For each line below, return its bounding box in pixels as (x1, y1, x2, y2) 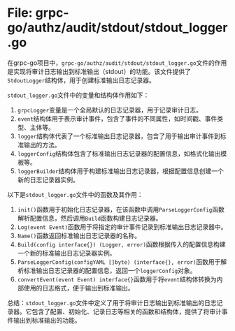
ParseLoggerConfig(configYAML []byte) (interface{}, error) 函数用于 (17, 257, 221, 266)
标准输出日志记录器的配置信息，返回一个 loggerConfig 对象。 (23, 266, 197, 274)
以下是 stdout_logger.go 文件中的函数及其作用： (7, 190, 143, 198)
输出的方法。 (23, 140, 61, 149)
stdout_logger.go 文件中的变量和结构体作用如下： (7, 91, 150, 99)
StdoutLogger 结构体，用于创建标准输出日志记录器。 (7, 75, 155, 84)
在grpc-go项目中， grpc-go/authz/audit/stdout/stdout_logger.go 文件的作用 (7, 58, 227, 67)
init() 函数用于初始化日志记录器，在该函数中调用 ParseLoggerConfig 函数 (17, 205, 225, 214)
